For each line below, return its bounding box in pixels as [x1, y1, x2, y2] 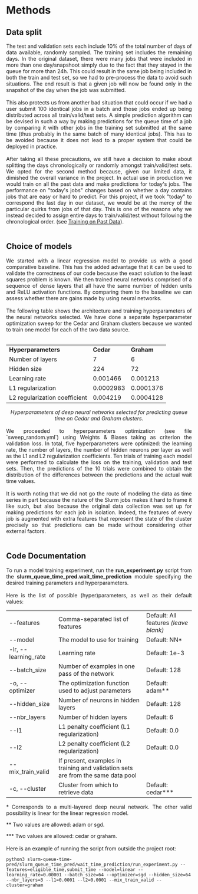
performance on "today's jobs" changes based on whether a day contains [6, 187, 192, 193]
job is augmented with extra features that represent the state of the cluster [6, 515, 192, 522]
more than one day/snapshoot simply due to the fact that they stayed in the [6, 61, 192, 68]
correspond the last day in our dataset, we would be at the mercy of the [6, 199, 192, 206]
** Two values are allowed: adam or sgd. [6, 821, 105, 828]
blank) [146, 626, 164, 634]
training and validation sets [58, 764, 133, 772]
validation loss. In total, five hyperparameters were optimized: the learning [6, 440, 192, 447]
